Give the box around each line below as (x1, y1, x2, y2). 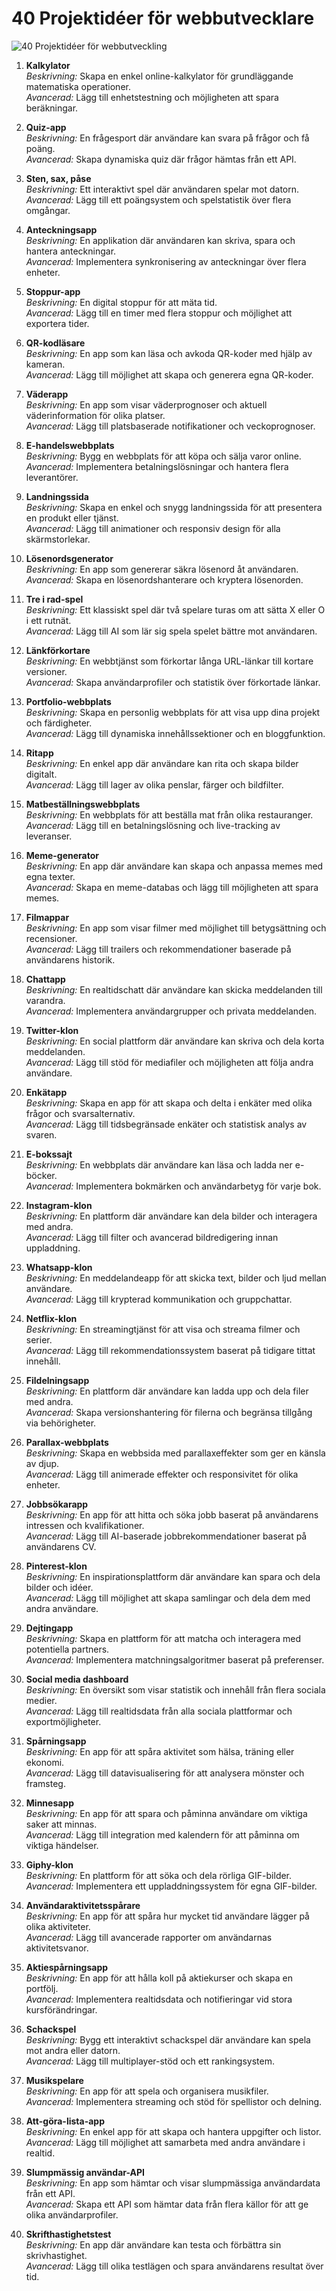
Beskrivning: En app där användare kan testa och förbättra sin (25, 2238, 282, 2251)
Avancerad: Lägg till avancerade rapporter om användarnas (25, 1931, 273, 1943)
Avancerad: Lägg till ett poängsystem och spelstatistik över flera (25, 193, 292, 206)
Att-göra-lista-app (25, 2115, 105, 2127)
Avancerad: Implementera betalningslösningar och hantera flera (25, 460, 289, 472)
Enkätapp (25, 1086, 68, 1098)
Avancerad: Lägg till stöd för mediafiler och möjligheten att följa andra (25, 1056, 314, 1068)
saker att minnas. (25, 1818, 98, 1830)
